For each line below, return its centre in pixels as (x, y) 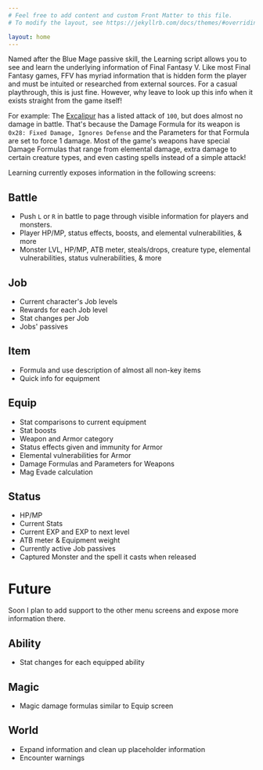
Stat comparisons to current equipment (83, 422)
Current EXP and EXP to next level (74, 532)
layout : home (29, 37)
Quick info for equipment (59, 378)
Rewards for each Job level (63, 310)
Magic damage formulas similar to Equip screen (96, 706)
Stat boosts (38, 430)
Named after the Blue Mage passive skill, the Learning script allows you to (128, 59)
